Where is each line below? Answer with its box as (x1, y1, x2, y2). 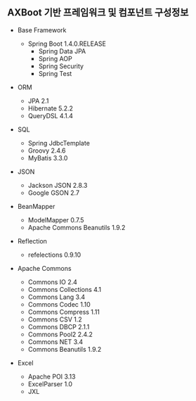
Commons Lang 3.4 (27, 293, 86, 301)
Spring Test (38, 69, 72, 77)
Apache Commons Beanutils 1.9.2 (27, 223, 126, 231)
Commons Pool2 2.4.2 (27, 330, 93, 338)
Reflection (17, 236, 48, 245)
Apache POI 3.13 (27, 372, 76, 381)
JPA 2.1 (27, 96, 49, 105)
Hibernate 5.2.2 (27, 104, 74, 113)
